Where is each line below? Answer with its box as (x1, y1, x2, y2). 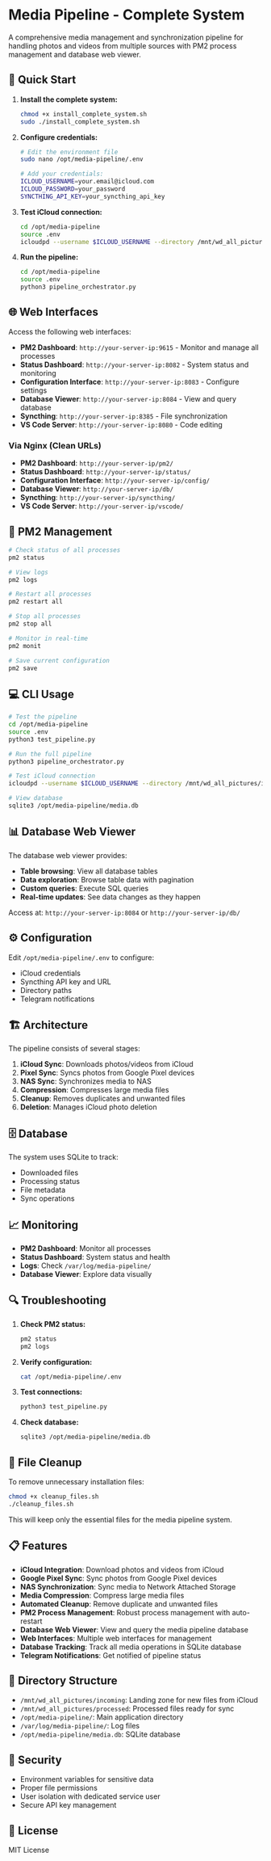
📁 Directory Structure (8, 1674, 119, 1687)
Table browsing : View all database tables (19, 866, 159, 876)
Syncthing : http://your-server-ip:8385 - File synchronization (19, 411, 228, 421)
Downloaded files (19, 1168, 79, 1177)
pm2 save (8, 664, 38, 672)
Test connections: (19, 1387, 83, 1397)
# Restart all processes (8, 590, 92, 599)
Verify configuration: (19, 1357, 93, 1366)
